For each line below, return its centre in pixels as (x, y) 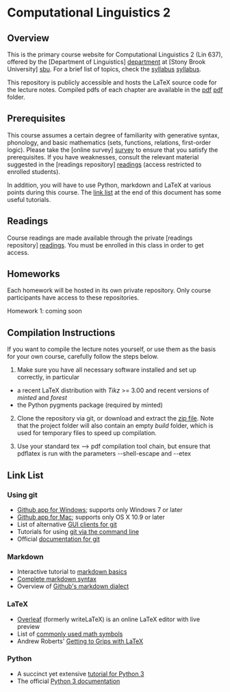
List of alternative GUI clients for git (67, 524)
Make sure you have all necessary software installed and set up (106, 370)
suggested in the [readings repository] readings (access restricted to (104, 164)
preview (28, 626)
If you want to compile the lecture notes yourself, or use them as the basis (112, 349)
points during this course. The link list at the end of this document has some (114, 192)
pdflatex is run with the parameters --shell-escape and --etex (104, 454)
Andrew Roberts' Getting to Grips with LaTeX (80, 641)
